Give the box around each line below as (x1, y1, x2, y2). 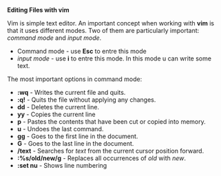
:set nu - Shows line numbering (17, 162, 107, 169)
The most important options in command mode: (7, 75, 143, 83)
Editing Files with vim (7, 6, 70, 14)
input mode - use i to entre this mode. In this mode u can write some (17, 54, 212, 63)
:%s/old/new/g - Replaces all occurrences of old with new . (17, 154, 187, 162)
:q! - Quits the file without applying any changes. (17, 96, 156, 104)
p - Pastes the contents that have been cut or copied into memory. (17, 118, 207, 126)
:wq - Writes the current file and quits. (17, 89, 126, 96)
